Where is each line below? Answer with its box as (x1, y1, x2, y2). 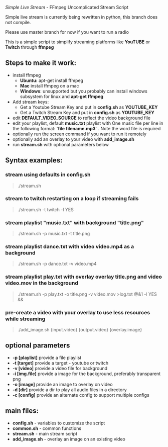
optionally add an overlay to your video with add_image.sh (12, 136, 134, 142)
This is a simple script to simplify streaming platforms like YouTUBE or (5, 39, 150, 45)
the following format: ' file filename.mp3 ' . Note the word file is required (12, 125, 161, 131)
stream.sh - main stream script (12, 430, 78, 436)
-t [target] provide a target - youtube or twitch (12, 360, 109, 366)
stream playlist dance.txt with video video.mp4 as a (5, 243, 134, 250)
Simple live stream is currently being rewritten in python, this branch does (5, 14, 158, 20)
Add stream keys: (12, 99, 49, 105)
